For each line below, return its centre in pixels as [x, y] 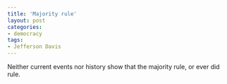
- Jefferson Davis [34, 47]
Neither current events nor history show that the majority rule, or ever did [114, 67]
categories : [25, 27]
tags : [15, 40]
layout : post [26, 20]
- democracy [25, 34]
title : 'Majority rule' [42, 14]
